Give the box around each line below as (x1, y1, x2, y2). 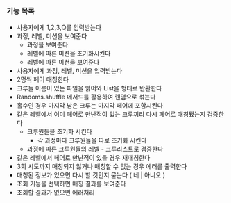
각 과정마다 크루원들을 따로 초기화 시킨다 (37, 136, 147, 145)
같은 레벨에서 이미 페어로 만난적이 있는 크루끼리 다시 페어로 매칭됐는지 (16, 110, 206, 119)
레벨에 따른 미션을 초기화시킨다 (26, 49, 111, 58)
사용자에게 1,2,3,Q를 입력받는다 (16, 23, 102, 32)
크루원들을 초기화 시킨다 (26, 127, 93, 136)
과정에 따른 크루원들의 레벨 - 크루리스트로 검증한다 (26, 145, 164, 154)
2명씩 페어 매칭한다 (16, 75, 69, 84)
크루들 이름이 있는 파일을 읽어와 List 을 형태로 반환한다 (16, 84, 162, 92)
